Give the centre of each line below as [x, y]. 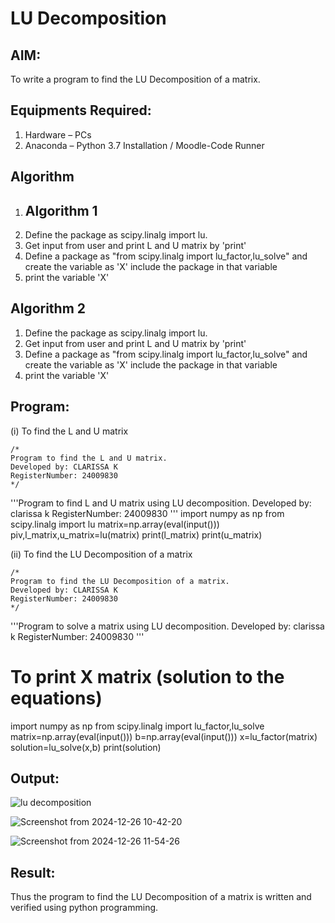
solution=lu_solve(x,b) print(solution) [86, 747]
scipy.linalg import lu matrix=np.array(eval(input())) [115, 524]
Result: [33, 872]
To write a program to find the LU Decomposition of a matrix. [135, 79]
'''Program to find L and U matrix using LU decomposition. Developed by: [161, 503]
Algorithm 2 [48, 308]
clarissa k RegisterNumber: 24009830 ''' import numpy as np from [147, 513]
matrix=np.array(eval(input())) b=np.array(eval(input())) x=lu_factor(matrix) [164, 736]
